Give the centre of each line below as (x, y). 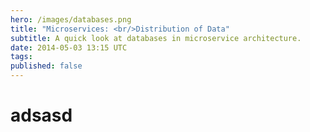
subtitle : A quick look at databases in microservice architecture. (156, 38)
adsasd (41, 115)
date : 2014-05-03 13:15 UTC (69, 47)
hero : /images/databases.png (71, 19)
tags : (21, 57)
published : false (46, 66)
